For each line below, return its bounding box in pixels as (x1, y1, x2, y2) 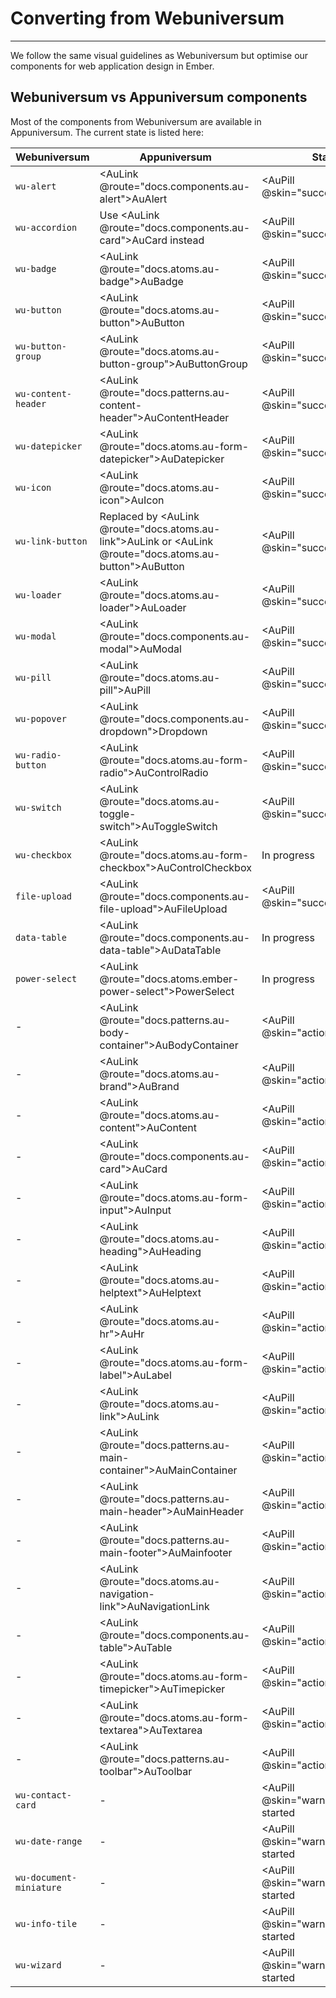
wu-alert (15, 180, 57, 192)
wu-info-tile (15, 1918, 78, 1929)
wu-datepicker (15, 440, 83, 452)
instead (169, 233, 205, 247)
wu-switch (15, 802, 62, 813)
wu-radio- (15, 749, 62, 761)
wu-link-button (15, 535, 88, 547)
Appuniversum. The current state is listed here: (10, 126, 204, 138)
